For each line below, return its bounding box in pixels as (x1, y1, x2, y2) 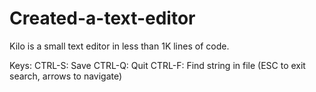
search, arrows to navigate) (9, 70, 123, 82)
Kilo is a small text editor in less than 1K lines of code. (9, 40, 230, 52)
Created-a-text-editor (9, 7, 196, 30)
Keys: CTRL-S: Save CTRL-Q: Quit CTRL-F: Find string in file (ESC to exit (9, 59, 306, 71)
